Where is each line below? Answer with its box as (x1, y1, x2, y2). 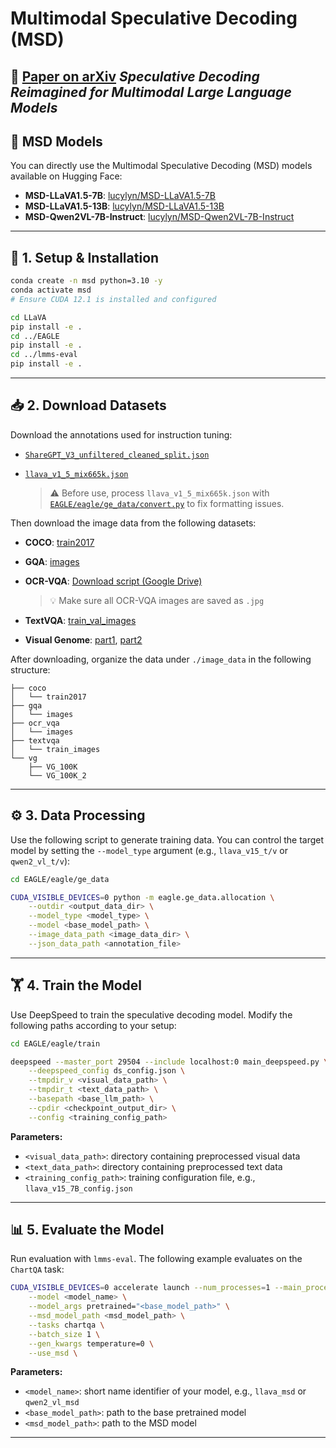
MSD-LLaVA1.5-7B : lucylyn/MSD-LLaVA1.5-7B (24, 190, 216, 202)
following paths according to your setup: (10, 1019, 177, 1031)
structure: (10, 663, 51, 676)
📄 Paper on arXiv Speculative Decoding (10, 68, 260, 85)
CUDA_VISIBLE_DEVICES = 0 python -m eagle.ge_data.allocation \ (10, 892, 275, 902)
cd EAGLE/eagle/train (10, 1038, 101, 1049)
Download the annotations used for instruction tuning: (10, 428, 233, 441)
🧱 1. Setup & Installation (10, 249, 160, 266)
